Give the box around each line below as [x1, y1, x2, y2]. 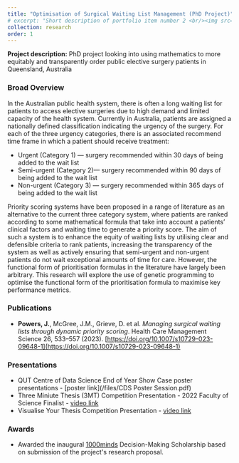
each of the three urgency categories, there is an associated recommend [7, 129, 222, 137]
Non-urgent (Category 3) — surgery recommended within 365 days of [17, 181, 224, 189]
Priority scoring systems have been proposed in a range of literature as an [7, 202, 225, 211]
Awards [7, 425, 35, 435]
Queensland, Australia [7, 65, 73, 73]
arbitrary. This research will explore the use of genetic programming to [7, 270, 215, 279]
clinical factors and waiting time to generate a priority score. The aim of [7, 225, 217, 234]
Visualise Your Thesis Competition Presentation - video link [17, 407, 192, 415]
